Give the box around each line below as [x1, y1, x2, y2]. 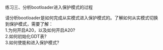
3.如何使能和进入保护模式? [5, 40, 60, 46]
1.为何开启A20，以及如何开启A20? [5, 27, 76, 33]
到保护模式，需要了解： [5, 21, 53, 27]
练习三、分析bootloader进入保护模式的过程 [5, 4, 93, 10]
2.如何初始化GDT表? [5, 34, 47, 39]
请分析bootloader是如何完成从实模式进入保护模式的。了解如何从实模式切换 [5, 15, 158, 21]
